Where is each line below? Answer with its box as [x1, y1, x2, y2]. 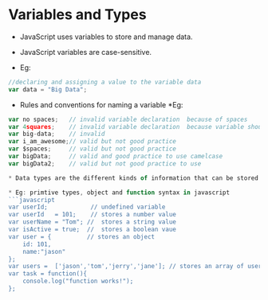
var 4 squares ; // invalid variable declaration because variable [8, 123, 245, 131]
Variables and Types [8, 6, 147, 24]
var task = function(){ [8, 270, 88, 278]
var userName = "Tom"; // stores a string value [8, 218, 177, 226]
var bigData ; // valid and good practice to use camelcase [8, 153, 223, 161]
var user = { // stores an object [8, 232, 156, 240]
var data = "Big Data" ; [8, 85, 88, 93]
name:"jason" [22, 247, 66, 255]
